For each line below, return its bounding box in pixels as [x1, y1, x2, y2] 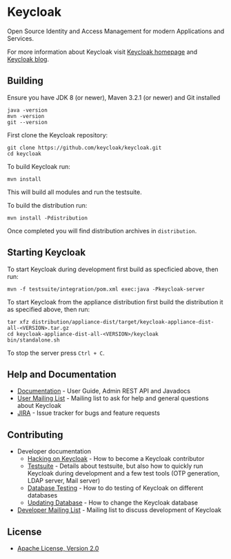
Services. [7, 34, 34, 42]
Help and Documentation [7, 369, 117, 380]
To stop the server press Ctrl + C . [7, 349, 105, 357]
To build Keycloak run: [7, 162, 71, 170]
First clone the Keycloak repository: [7, 130, 108, 139]
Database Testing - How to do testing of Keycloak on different [27, 484, 203, 492]
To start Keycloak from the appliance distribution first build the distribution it [7, 297, 223, 306]
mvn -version [7, 112, 45, 119]
